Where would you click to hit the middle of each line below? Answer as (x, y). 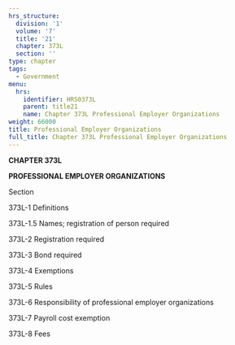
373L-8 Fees (30, 334)
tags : (17, 69)
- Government (38, 76)
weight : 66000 (33, 122)
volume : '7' (36, 31)
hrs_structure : (34, 16)
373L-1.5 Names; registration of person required (89, 223)
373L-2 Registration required (56, 239)
